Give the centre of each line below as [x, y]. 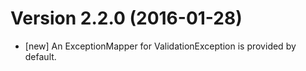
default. [40, 56]
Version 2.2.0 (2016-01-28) [126, 18]
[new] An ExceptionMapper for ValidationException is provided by [160, 46]
